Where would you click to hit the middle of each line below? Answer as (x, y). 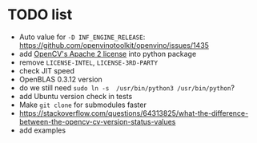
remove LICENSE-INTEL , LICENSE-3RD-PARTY (88, 62)
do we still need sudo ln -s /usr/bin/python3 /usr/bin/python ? (127, 87)
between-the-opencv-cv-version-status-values (97, 121)
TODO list (40, 15)
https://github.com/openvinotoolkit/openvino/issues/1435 (114, 45)
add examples (42, 130)
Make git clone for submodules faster (83, 105)
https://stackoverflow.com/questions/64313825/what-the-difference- (134, 113)
